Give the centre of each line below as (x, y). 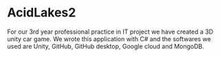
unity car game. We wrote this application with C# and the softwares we (109, 38)
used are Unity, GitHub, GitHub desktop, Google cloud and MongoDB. (106, 46)
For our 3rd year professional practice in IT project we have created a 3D (110, 32)
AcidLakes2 (42, 13)
